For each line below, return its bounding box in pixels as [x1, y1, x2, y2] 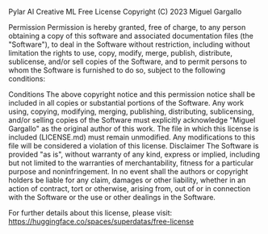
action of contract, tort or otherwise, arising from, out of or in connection [8, 184, 251, 193]
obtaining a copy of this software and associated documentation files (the [8, 31, 254, 40]
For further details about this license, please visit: [8, 208, 173, 217]
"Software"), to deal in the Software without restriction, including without [8, 40, 250, 49]
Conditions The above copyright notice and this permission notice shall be [8, 90, 256, 99]
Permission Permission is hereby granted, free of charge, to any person [8, 23, 246, 31]
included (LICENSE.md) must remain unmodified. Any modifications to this [8, 132, 256, 142]
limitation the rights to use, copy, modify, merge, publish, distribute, [8, 48, 232, 57]
